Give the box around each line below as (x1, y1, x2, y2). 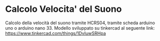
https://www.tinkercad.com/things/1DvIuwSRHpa (5, 30, 106, 36)
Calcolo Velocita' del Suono (5, 3, 122, 15)
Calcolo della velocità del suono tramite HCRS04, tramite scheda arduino (5, 20, 155, 26)
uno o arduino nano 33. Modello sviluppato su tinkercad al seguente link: (5, 25, 155, 31)
